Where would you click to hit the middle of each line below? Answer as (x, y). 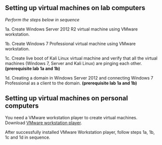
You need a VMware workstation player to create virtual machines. (71, 117)
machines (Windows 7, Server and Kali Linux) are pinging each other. (74, 63)
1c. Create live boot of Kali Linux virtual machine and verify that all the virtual (81, 58)
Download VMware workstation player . (44, 123)
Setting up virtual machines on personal (66, 98)
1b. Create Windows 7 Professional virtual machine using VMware (70, 44)
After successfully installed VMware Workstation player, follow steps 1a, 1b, (80, 132)
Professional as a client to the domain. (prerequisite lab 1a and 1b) (71, 83)
